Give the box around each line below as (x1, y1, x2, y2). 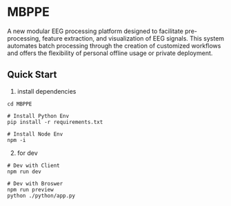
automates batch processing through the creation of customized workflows (7, 41, 221, 50)
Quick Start (7, 69, 57, 81)
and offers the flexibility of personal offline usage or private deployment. (7, 49, 213, 57)
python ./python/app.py (7, 192, 76, 199)
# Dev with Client (7, 162, 60, 169)
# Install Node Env (7, 130, 63, 138)
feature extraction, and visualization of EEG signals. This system (42, 34, 225, 42)
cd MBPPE (7, 101, 32, 107)
